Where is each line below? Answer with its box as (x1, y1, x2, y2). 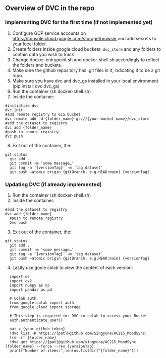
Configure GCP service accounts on (12, 30, 86, 36)
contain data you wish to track (12, 51, 74, 57)
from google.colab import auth (9, 300, 74, 305)
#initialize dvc (5, 103, 39, 108)
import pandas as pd (9, 287, 52, 292)
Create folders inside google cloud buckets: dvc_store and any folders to (12, 46, 161, 52)
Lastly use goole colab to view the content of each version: (12, 265, 133, 270)
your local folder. (12, 41, 47, 47)
